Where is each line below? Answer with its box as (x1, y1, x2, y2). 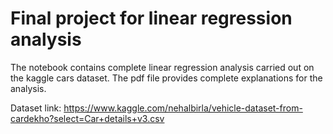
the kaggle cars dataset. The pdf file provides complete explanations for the (10, 72, 323, 84)
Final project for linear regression (10, 7, 293, 30)
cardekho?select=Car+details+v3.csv (10, 112, 165, 124)
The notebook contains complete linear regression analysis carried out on (10, 61, 315, 73)
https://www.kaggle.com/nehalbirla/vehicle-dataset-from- (63, 102, 303, 114)
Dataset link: (10, 102, 62, 114)
